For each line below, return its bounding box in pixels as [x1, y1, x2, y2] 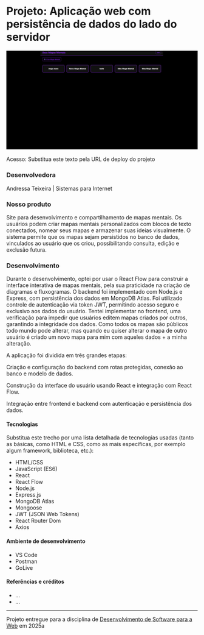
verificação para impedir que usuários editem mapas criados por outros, [6, 314, 188, 321]
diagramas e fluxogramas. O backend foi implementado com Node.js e [6, 288, 183, 296]
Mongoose [15, 504, 42, 511]
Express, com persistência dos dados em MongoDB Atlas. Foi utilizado [6, 294, 183, 302]
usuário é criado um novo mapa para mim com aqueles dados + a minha [6, 333, 187, 341]
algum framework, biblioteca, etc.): [6, 447, 94, 455]
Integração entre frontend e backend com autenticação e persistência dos [6, 400, 192, 408]
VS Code [15, 551, 38, 558]
